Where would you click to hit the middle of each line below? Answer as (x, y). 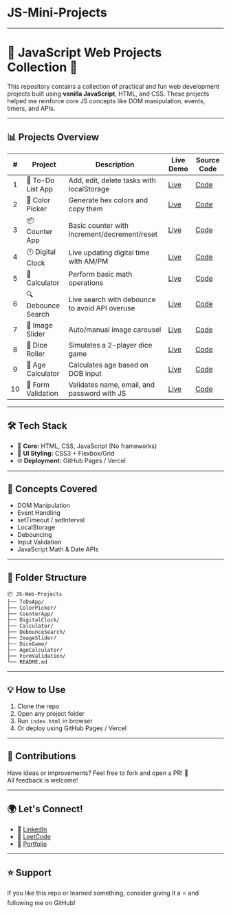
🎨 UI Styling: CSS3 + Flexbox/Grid (66, 453)
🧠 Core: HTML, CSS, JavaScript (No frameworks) (87, 446)
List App (40, 189)
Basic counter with (99, 226)
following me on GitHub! (41, 903)
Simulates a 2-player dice (110, 345)
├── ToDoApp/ (26, 602)
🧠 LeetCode (34, 836)
